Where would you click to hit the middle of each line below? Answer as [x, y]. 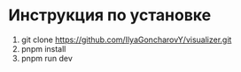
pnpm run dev [47, 58]
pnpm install [43, 48]
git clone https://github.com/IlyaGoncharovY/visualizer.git [126, 40]
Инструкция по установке [110, 15]
